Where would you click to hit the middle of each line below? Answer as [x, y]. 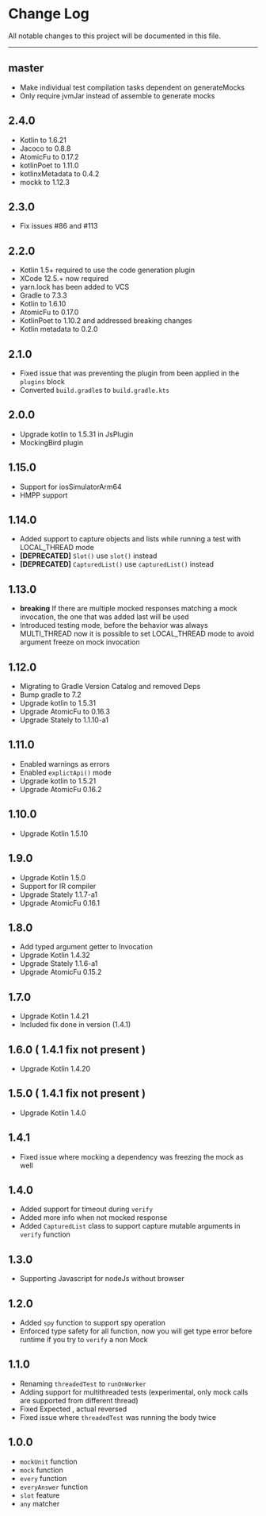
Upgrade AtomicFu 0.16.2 [61, 789]
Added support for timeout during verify [86, 1209]
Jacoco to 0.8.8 [45, 148]
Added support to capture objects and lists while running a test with [130, 539]
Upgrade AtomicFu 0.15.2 [61, 972]
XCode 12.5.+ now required [64, 279]
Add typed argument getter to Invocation [86, 947]
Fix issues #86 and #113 [59, 226]
